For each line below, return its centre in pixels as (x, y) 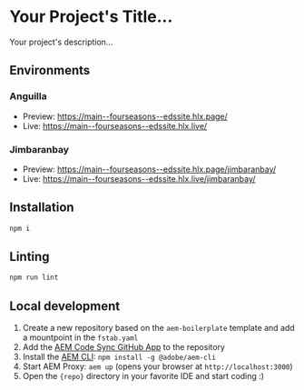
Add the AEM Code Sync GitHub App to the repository (123, 347)
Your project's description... (61, 42)
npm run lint (34, 278)
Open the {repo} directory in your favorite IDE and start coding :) (143, 376)
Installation (42, 208)
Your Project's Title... (91, 17)
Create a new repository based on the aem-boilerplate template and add (158, 328)
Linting (29, 257)
